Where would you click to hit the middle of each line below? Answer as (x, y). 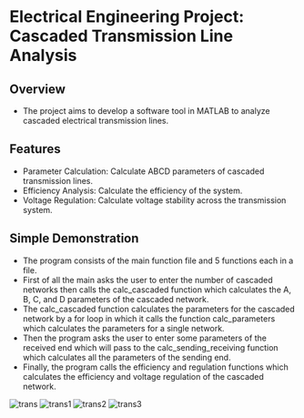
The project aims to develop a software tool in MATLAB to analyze (146, 111)
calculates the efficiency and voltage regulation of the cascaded (143, 376)
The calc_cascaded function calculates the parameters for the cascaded (159, 309)
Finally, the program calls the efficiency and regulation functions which (155, 367)
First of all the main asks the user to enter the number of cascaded (147, 280)
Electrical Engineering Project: (127, 17)
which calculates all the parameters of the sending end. (127, 357)
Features (35, 149)
